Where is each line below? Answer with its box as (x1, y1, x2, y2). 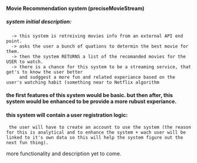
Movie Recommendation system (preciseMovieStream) (6, 5, 145, 12)
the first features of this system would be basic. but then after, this (6, 92, 173, 99)
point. (6, 38, 22, 44)
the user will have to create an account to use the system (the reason (8, 124, 192, 131)
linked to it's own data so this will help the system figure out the (6, 135, 183, 141)
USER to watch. (6, 59, 44, 65)
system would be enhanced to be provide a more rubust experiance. (6, 98, 177, 105)
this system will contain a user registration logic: (6, 111, 128, 118)
